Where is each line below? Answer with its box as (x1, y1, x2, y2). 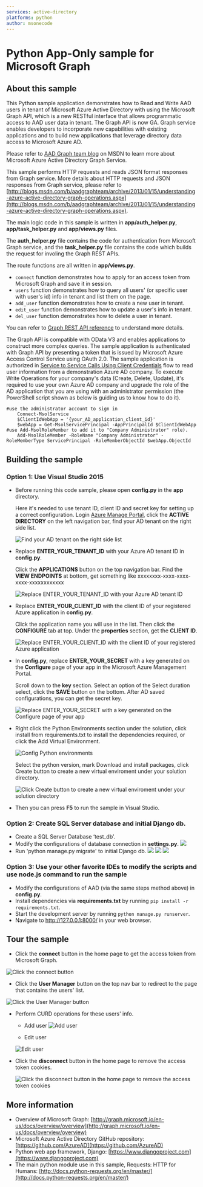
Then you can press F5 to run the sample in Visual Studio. (15, 804, 160, 812)
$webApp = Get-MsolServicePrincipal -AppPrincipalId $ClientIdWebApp (17, 422, 197, 428)
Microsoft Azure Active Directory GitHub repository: (15, 1135, 145, 1143)
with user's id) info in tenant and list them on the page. (15, 293, 151, 300)
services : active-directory (6, 9, 78, 15)
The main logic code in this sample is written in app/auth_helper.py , (6, 219, 178, 226)
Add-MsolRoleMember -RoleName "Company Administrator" (17, 432, 159, 438)
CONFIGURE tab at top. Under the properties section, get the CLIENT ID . (15, 627, 198, 634)
